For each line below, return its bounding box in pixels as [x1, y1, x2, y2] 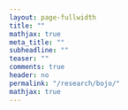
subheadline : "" [9, 46, 69, 55]
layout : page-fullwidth [9, 12, 97, 22]
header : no [9, 71, 49, 80]
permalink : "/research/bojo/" [9, 79, 121, 88]
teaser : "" [9, 54, 49, 63]
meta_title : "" [9, 37, 65, 47]
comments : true [9, 63, 65, 72]
